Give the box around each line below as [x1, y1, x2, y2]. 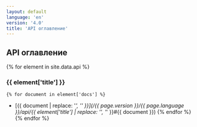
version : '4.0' [6, 20, 44, 26]
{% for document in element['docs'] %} [6, 92, 106, 98]
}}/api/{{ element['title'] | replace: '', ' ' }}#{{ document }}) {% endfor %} [14, 109, 192, 116]
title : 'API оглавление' [6, 25, 68, 32]
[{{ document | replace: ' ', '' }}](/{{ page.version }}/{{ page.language [14, 102, 184, 109]
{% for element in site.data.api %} [6, 63, 90, 70]
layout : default [6, 8, 47, 15]
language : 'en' [6, 14, 44, 20]
